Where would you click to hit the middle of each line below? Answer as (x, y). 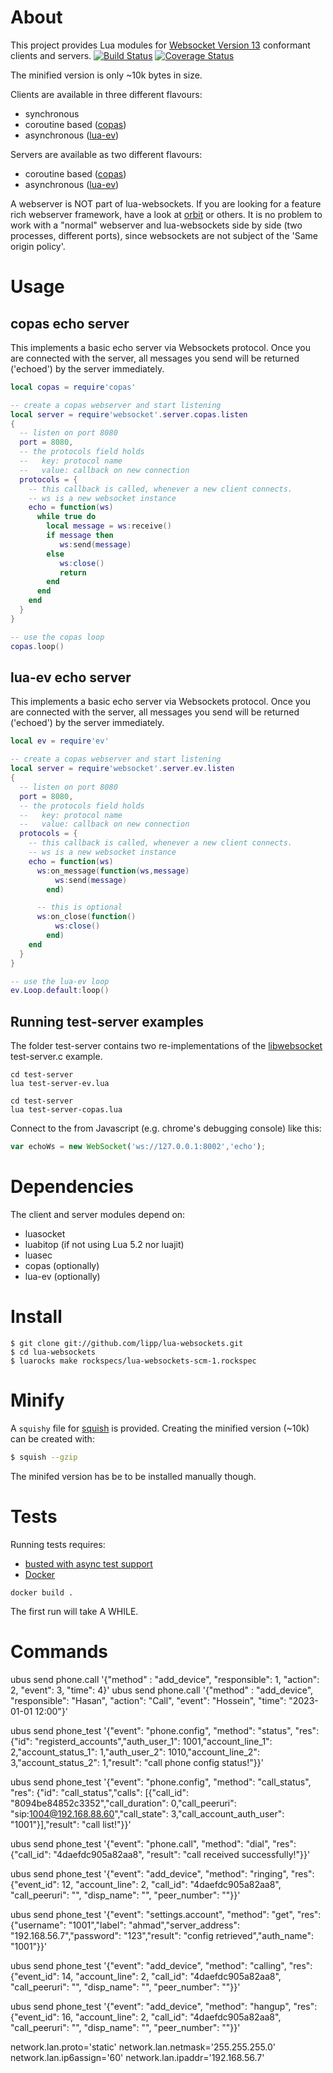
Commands (59, 1651)
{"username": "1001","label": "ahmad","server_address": (125, 1925)
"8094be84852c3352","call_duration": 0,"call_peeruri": (123, 1803)
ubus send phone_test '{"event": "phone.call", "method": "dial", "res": (153, 1843)
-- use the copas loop (57, 637)
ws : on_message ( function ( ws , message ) (113, 871)
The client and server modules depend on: (98, 1214)
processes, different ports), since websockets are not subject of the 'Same (164, 235)
